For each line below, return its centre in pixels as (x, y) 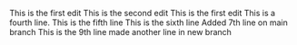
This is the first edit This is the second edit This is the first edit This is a (142, 13)
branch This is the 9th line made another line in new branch (120, 32)
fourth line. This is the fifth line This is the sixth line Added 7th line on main (148, 22)
